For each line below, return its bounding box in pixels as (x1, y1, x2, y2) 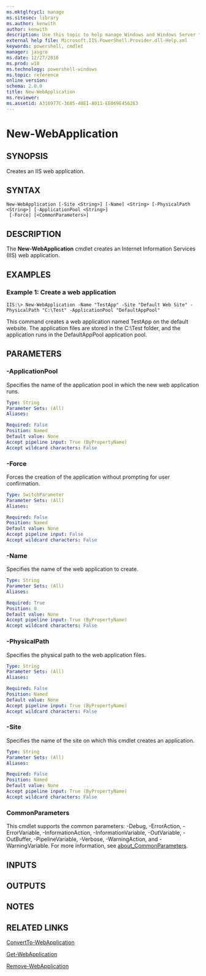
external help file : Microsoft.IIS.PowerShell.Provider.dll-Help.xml (6, 37, 188, 44)
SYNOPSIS (6, 151, 48, 161)
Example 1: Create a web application (6, 288, 116, 296)
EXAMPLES (6, 269, 51, 280)
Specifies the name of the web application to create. (6, 565, 139, 573)
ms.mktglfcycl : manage (6, 9, 64, 15)
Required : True (6, 600, 45, 606)
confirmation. (6, 479, 40, 487)
